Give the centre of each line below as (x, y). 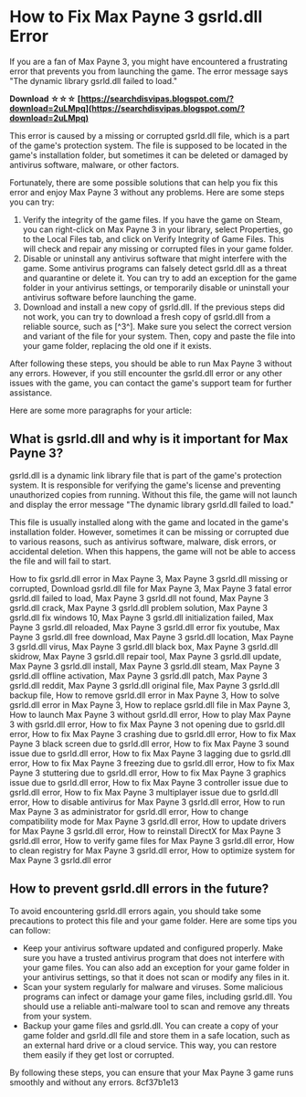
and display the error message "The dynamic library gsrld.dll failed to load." (152, 504)
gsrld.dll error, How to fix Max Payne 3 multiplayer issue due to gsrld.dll (144, 792)
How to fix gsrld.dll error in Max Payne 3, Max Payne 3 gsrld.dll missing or (149, 578)
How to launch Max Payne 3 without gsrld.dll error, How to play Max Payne (150, 714)
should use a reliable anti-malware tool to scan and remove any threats (156, 1006)
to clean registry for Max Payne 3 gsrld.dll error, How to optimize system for (152, 850)
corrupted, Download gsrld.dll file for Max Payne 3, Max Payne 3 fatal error (151, 588)
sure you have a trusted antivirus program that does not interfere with (153, 957)
